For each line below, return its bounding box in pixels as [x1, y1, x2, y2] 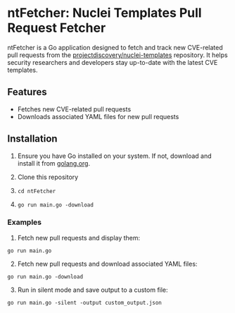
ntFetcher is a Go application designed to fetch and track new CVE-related [7, 43, 223, 51]
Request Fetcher [7, 20, 106, 36]
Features [7, 86, 47, 98]
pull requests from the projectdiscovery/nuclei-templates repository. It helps [7, 51, 228, 59]
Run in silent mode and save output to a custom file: [17, 286, 168, 294]
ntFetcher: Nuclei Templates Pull [7, 5, 202, 21]
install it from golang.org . [17, 159, 91, 167]
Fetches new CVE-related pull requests [17, 104, 132, 113]
